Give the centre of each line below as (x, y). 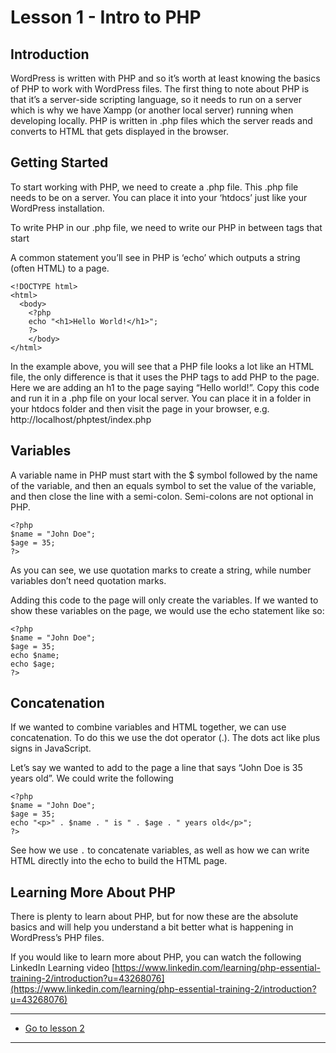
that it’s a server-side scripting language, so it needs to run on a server (156, 99)
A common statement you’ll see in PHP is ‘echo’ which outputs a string (155, 257)
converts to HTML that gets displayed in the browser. (119, 131)
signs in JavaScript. (51, 748)
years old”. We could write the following (92, 778)
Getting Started (59, 162)
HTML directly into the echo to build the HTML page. (119, 861)
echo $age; (33, 664)
